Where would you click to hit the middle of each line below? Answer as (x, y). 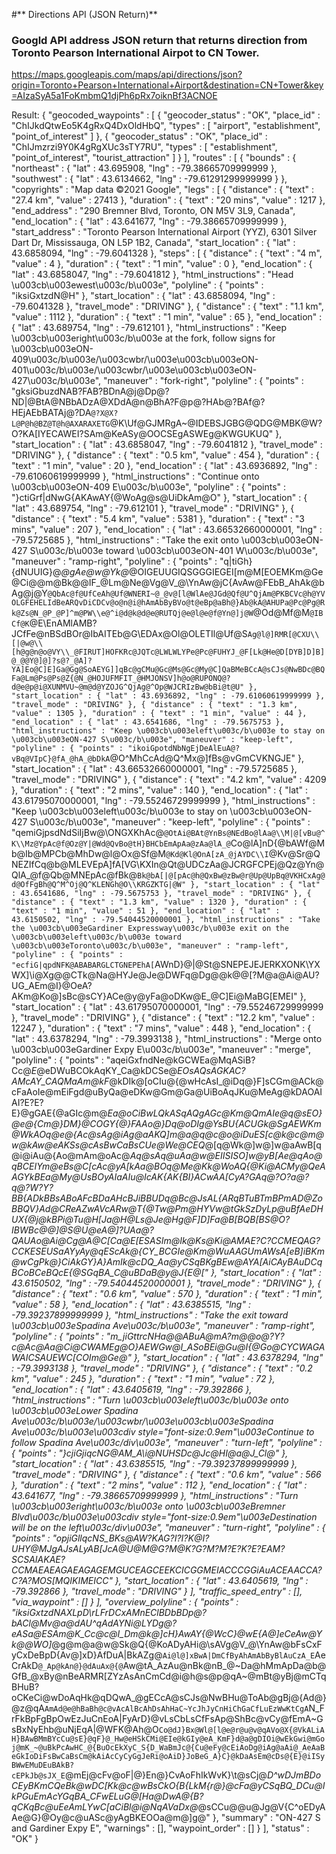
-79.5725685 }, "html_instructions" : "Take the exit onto (125, 540)
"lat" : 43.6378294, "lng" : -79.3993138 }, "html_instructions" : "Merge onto (167, 1039)
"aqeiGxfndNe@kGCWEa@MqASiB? (180, 1060)
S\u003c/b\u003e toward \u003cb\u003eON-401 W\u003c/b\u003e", (173, 551)
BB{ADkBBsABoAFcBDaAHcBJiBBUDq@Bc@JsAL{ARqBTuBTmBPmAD (157, 1198)
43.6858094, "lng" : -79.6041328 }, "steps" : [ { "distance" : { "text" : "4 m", (167, 253)
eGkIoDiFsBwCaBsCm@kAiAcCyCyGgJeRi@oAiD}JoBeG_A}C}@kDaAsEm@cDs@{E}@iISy (168, 1757)
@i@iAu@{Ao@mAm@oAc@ (71, 1156)
